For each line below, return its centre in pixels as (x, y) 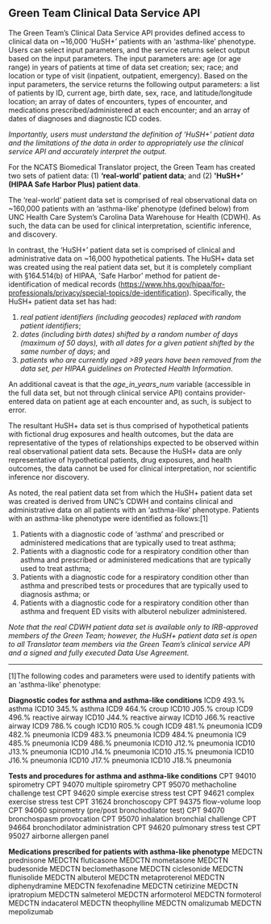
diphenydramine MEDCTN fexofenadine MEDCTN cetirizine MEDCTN (123, 886)
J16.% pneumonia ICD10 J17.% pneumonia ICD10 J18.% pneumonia (120, 760)
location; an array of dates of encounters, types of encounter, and (118, 101)
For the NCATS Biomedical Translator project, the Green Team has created (132, 167)
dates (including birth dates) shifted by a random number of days (129, 334)
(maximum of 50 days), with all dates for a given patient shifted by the (138, 342)
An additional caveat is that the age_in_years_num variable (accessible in (130, 384)
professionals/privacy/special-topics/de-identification (98, 292)
